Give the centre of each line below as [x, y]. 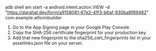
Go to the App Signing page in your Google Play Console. [71, 27]
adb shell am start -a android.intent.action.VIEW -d [57, 7]
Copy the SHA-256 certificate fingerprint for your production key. [80, 32]
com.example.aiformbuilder [33, 18]
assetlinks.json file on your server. [48, 43]
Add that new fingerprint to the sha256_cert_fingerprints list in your [82, 38]
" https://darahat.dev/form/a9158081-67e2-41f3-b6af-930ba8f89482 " [77, 12]
